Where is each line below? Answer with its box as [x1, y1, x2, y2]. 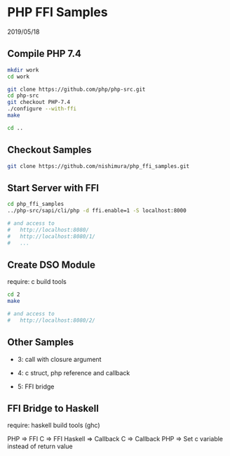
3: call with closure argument [17, 355, 102, 363]
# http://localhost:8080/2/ [7, 317, 96, 324]
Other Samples [7, 337, 74, 348]
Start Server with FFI [7, 182, 100, 194]
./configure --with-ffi [7, 105, 77, 112]
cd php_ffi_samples [7, 201, 65, 208]
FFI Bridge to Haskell [7, 403, 100, 415]
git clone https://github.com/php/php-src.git [7, 86, 146, 93]
